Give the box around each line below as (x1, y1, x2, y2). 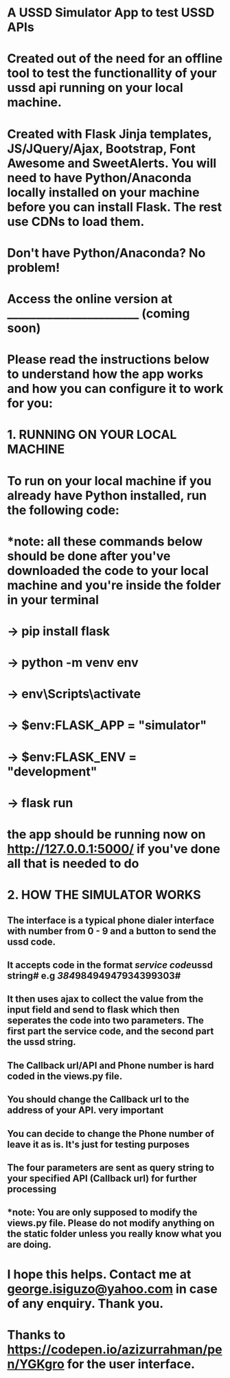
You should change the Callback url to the (7, 1094, 189, 1105)
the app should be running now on (7, 826, 206, 842)
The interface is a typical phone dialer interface (7, 914, 215, 926)
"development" (7, 764, 97, 779)
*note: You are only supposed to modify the (7, 1207, 198, 1219)
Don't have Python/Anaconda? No (7, 245, 206, 260)
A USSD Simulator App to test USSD (7, 5, 215, 21)
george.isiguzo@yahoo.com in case (7, 1281, 218, 1296)
